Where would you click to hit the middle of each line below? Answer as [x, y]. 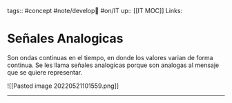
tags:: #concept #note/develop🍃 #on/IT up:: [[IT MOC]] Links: [95, 11]
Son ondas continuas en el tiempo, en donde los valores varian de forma [110, 57]
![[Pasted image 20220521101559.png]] [63, 86]
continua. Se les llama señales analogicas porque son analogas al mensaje [113, 65]
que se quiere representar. [45, 72]
